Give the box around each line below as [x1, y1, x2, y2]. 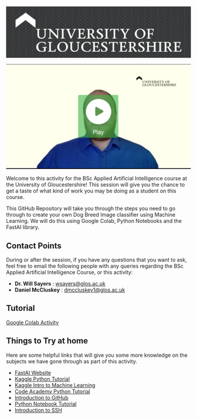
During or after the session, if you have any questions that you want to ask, [6, 256, 188, 263]
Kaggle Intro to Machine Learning [14, 381, 96, 388]
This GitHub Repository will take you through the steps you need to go [6, 205, 176, 212]
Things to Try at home [6, 336, 89, 346]
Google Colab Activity [6, 319, 59, 326]
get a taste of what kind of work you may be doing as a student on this [6, 187, 176, 194]
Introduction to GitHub [14, 394, 69, 401]
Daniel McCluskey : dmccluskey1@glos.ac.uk [14, 286, 125, 293]
